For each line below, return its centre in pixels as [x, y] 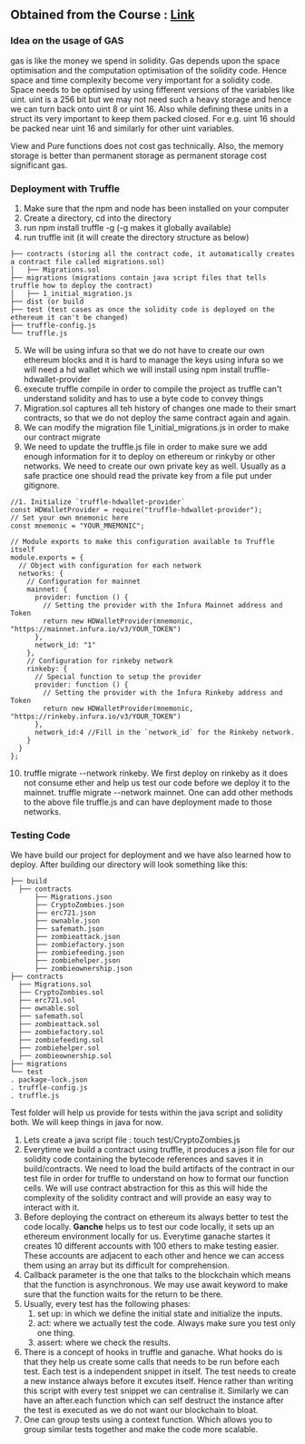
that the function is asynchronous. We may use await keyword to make [156, 1285]
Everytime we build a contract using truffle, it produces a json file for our [159, 1150]
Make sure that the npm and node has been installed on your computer [156, 208]
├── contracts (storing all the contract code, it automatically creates [153, 253]
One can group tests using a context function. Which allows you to [148, 1419]
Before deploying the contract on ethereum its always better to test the [156, 1217]
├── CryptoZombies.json [79, 905]
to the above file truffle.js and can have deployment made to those [148, 802]
